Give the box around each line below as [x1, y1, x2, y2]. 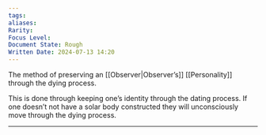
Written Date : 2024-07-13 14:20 [8, 48, 115, 56]
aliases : [8, 19, 37, 27]
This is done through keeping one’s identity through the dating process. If [8, 94, 248, 103]
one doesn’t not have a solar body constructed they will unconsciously [8, 102, 239, 111]
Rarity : [8, 26, 34, 34]
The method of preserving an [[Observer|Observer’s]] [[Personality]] [8, 70, 233, 79]
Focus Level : [8, 33, 51, 42]
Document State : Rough [8, 41, 83, 49]
